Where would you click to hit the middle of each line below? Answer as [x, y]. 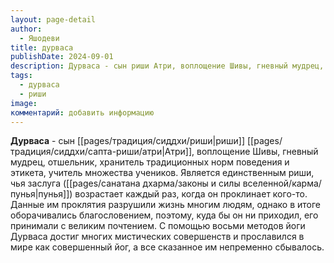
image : [24, 103]
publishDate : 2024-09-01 [62, 57]
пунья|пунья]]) [41, 194]
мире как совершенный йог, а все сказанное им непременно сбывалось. [167, 247]
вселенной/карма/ [282, 183]
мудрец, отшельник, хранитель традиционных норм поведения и [150, 162]
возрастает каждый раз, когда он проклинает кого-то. [191, 194]
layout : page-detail [53, 19]
